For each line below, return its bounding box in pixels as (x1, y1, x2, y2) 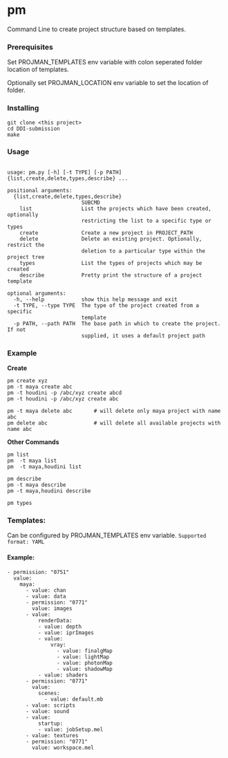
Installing (7, 103, 39, 113)
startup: (37, 720, 64, 727)
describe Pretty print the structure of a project (19, 272, 202, 279)
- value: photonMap (56, 659, 113, 666)
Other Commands (7, 438, 60, 446)
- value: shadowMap (56, 665, 113, 672)
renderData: (37, 617, 73, 624)
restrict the (7, 241, 45, 248)
